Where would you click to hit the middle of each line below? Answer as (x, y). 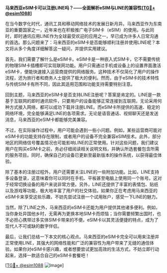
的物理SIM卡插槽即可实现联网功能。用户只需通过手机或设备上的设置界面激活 (83, 65)
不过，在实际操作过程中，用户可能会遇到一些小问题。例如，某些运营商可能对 (83, 130)
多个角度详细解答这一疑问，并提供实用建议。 (64, 49)
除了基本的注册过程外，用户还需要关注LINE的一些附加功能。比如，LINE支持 (82, 172)
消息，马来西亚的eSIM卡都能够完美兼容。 (47, 120)
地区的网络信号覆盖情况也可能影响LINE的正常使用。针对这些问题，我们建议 (82, 142)
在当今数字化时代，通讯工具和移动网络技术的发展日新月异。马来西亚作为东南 (83, 24)
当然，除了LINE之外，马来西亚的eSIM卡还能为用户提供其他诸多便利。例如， (83, 207)
